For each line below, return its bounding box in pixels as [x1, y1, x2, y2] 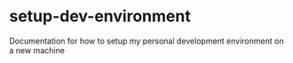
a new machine [9, 44, 65, 55]
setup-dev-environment [9, 6, 191, 27]
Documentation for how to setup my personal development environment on [9, 35, 284, 46]
